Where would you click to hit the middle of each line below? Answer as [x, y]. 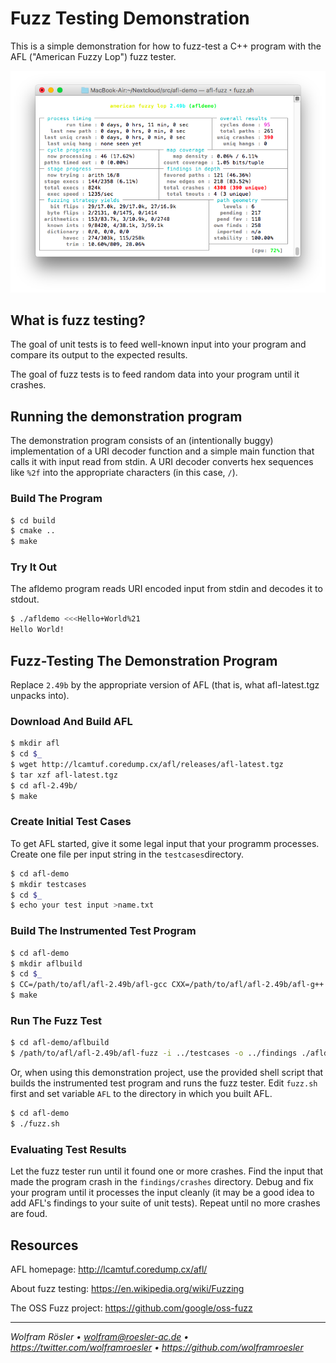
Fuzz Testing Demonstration [130, 18]
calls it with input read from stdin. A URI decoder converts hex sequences [162, 462]
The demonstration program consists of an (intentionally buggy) [142, 441]
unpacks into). [40, 695]
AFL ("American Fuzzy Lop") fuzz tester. [93, 56]
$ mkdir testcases [48, 884]
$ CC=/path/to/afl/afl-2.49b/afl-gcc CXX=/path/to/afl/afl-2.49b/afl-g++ [167, 985]
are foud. [29, 1214]
